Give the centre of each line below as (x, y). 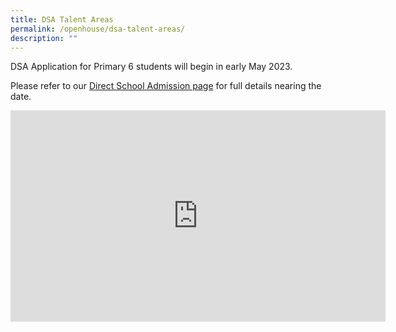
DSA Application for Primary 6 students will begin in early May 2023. (151, 67)
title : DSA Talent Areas (62, 19)
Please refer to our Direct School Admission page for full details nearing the (166, 86)
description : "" (44, 38)
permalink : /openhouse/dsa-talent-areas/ (98, 29)
